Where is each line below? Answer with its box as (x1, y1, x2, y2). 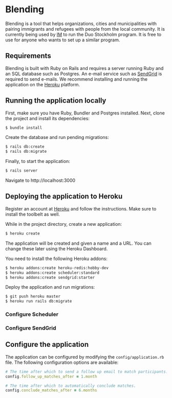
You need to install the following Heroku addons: (5, 255, 107, 262)
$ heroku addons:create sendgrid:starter (5, 275, 95, 280)
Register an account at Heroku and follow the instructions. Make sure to (5, 205, 157, 212)
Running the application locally (5, 96, 106, 105)
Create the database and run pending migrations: (5, 134, 109, 141)
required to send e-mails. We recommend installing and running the (5, 76, 147, 82)
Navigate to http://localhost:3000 (5, 177, 76, 183)
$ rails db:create (5, 144, 45, 149)
